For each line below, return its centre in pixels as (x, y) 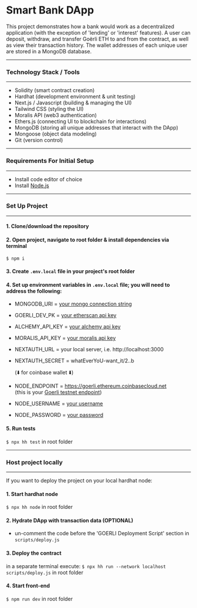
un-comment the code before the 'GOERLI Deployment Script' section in (102, 534)
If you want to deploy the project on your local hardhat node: (79, 480)
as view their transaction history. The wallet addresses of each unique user (97, 45)
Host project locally (35, 462)
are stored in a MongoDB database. (49, 51)
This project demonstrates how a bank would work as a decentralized (90, 26)
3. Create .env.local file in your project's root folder (70, 271)
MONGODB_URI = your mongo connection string (73, 304)
